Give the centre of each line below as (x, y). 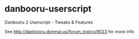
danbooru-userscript (48, 9)
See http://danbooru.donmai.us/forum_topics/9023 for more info (69, 31)
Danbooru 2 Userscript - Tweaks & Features (49, 22)
